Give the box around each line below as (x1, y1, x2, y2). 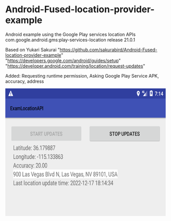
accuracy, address (5, 78, 44, 84)
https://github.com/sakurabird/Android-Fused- (59, 46, 158, 53)
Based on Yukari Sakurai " (5, 46, 60, 53)
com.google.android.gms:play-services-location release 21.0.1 (5, 37, 135, 43)
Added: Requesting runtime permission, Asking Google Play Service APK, (5, 72, 159, 79)
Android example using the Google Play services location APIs (5, 31, 136, 37)
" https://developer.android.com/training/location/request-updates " (5, 63, 146, 69)
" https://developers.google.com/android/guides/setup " (5, 57, 121, 63)
